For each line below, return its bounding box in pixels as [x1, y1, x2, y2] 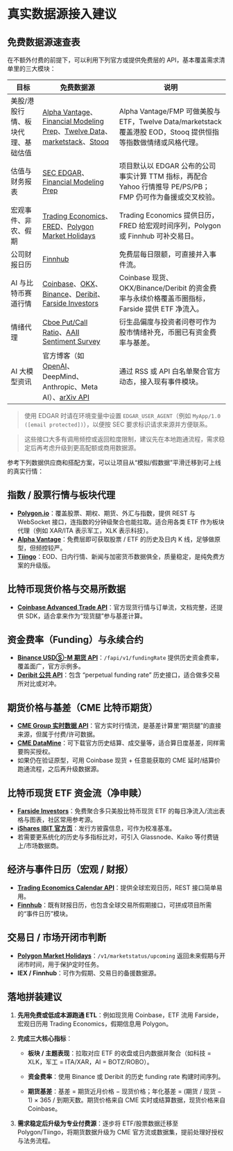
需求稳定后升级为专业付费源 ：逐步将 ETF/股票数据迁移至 [17, 1119, 179, 1127]
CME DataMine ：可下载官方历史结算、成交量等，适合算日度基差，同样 [17, 739, 220, 747]
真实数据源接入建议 [7, 6, 117, 22]
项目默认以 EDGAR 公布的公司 [119, 161, 216, 171]
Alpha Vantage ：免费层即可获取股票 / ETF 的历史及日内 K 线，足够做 [17, 535, 215, 543]
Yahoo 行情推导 [119, 182, 170, 191]
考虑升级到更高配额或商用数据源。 [42, 444, 140, 451]
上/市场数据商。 [17, 842, 62, 850]
